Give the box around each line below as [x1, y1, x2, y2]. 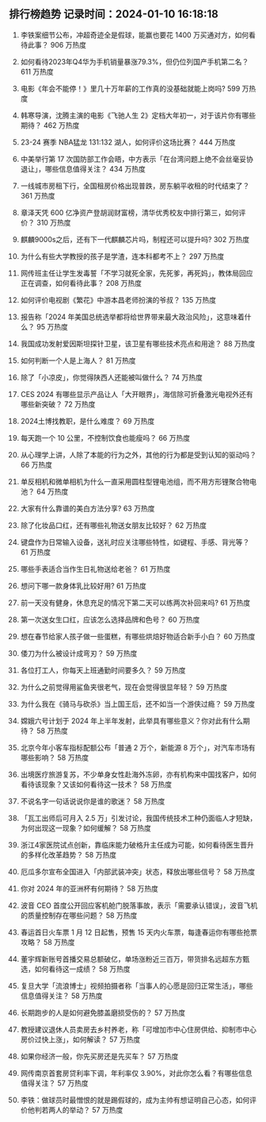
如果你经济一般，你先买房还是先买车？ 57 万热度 [20, 1051, 179, 1061]
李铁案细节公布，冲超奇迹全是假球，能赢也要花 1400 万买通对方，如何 [20, 30, 249, 40]
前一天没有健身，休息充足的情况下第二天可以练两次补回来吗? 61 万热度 [20, 598, 251, 607]
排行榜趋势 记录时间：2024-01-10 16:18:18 [9, 7, 218, 21]
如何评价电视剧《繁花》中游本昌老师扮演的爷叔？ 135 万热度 [20, 295, 217, 304]
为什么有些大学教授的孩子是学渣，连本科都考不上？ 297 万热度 [20, 251, 225, 260]
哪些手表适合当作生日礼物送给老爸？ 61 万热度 [20, 564, 171, 573]
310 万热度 [36, 218, 71, 227]
